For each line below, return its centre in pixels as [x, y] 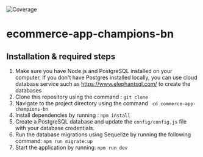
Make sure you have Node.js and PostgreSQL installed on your [94, 71]
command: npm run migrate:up [54, 141]
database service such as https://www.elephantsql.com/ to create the [103, 84]
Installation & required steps [61, 56]
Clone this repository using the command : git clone [81, 97]
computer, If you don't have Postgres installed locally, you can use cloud [106, 77]
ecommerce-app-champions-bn [90, 34]
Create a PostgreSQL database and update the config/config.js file [101, 121]
